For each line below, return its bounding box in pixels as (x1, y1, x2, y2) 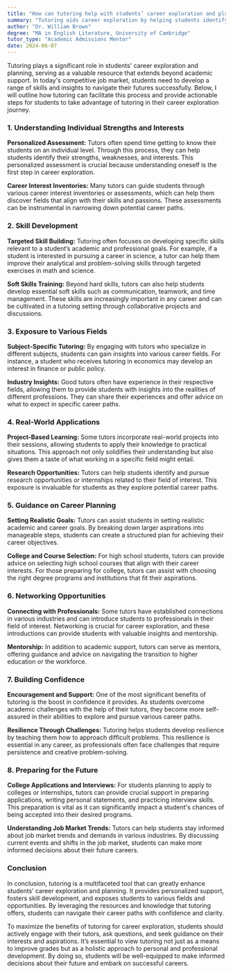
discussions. (7, 309, 43, 318)
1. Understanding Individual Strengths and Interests (7, 123, 184, 132)
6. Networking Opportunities (7, 591, 106, 601)
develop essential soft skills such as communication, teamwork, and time (7, 287, 216, 295)
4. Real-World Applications (7, 417, 101, 427)
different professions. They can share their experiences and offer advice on (7, 393, 223, 401)
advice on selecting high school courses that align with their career (7, 559, 199, 567)
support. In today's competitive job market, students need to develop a (7, 76, 209, 84)
